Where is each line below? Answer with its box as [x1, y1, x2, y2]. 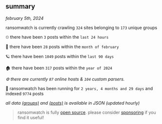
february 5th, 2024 [5, 15, 44, 21]
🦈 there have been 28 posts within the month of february [5, 44, 119, 49]
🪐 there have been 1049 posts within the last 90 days [5, 53, 114, 59]
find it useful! [17, 114, 44, 120]
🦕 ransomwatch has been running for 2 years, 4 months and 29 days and [5, 85, 153, 91]
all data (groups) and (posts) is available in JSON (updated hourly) [5, 100, 140, 106]
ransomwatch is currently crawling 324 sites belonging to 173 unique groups [5, 25, 158, 31]
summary [5, 2, 36, 11]
